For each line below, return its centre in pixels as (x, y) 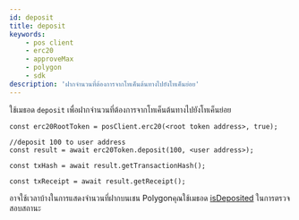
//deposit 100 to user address (68, 142)
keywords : (28, 34)
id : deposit (31, 17)
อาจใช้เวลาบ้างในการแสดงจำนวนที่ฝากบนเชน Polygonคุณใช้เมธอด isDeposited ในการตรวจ (150, 198)
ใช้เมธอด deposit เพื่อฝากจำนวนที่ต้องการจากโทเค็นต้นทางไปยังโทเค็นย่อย (120, 109)
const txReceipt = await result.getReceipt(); (98, 181)
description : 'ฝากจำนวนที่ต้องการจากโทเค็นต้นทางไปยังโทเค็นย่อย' (104, 84)
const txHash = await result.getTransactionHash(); (107, 165)
